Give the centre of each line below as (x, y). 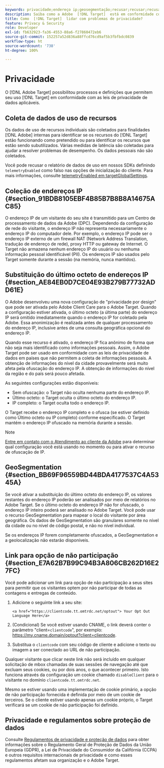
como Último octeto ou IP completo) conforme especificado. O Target (75, 417)
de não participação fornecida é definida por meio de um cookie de (73, 694)
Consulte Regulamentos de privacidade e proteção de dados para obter (77, 740)
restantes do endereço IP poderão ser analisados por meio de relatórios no (81, 499)
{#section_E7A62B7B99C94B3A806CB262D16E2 (82, 563)
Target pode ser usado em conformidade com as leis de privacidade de (77, 353)
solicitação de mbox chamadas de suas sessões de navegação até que (77, 664)
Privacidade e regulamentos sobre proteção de (78, 720)
